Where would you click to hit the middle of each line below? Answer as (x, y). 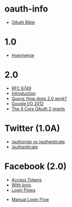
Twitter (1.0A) (32, 128)
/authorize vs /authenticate (38, 142)
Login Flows (23, 190)
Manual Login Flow (30, 199)
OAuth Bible (23, 22)
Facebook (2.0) (36, 166)
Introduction (24, 93)
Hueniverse (23, 55)
